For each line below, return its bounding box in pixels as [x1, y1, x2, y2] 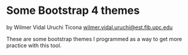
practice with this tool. [6, 42, 62, 49]
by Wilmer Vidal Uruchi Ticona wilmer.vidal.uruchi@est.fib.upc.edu [6, 24, 173, 31]
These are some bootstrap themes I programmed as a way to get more [6, 35, 183, 42]
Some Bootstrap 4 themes [6, 4, 140, 18]
